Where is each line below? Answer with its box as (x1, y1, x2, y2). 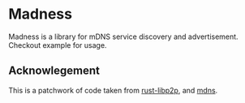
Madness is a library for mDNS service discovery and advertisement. (8, 32, 239, 41)
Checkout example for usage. (8, 40, 107, 49)
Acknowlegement (8, 64, 100, 78)
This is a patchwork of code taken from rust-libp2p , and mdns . (8, 85, 218, 95)
